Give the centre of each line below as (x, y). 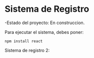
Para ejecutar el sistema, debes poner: (44, 32)
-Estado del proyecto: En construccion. (45, 23)
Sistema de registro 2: (27, 50)
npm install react (24, 41)
